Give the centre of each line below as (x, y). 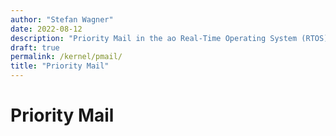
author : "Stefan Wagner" (62, 19)
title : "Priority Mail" (60, 66)
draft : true (35, 47)
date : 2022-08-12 (46, 29)
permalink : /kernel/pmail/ (66, 57)
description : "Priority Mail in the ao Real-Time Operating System (154, 38)
